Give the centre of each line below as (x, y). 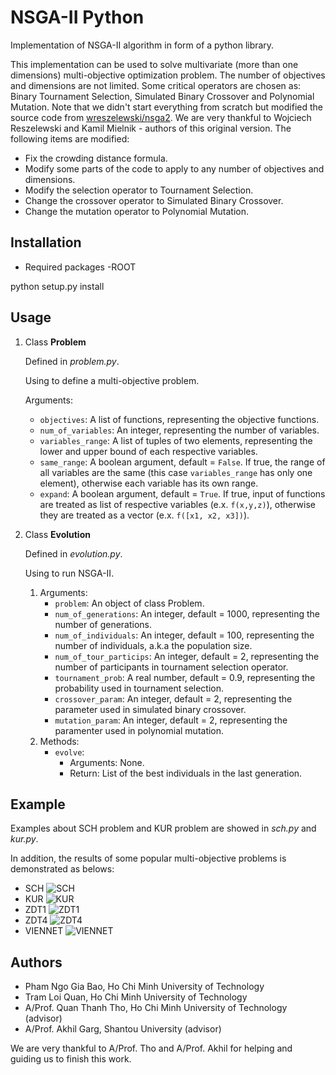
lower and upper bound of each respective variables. (148, 451)
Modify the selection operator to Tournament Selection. (139, 190)
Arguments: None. (107, 762)
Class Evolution (57, 534)
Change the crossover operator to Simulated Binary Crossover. (154, 200)
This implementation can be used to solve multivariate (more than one (154, 64)
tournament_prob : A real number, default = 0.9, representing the (185, 677)
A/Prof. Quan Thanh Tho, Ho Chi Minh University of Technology (156, 1008)
